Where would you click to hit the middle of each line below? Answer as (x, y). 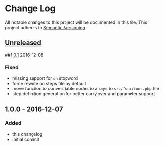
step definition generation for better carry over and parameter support (83, 94)
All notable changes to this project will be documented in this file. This (76, 22)
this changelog (27, 134)
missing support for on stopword (45, 78)
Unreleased (23, 43)
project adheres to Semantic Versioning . (46, 27)
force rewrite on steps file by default (49, 84)
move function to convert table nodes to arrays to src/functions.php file (85, 88)
